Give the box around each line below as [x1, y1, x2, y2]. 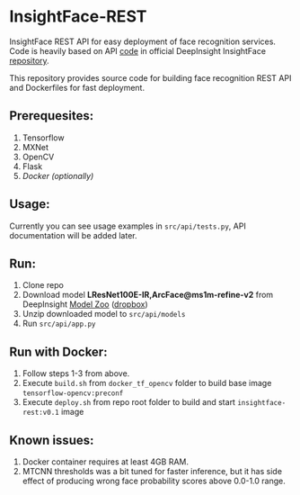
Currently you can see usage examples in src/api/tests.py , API [9, 220, 247, 231]
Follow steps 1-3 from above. [22, 368, 130, 379]
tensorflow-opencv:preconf [22, 389, 124, 398]
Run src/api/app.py [22, 318, 96, 329]
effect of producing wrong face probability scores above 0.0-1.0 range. [22, 475, 286, 486]
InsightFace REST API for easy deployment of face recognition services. [9, 36, 277, 47]
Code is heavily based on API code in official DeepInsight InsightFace [9, 45, 267, 56]
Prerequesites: [9, 108, 94, 123]
